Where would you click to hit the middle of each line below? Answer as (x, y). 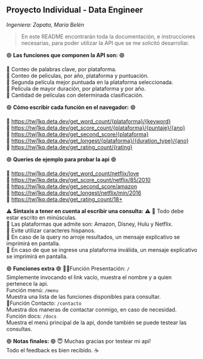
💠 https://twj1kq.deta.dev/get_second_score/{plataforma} (78, 134)
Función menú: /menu (32, 290)
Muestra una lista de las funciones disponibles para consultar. (84, 296)
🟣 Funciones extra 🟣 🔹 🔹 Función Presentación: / (68, 268)
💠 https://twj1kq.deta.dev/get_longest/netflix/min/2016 (74, 193)
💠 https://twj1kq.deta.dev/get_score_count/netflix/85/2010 (78, 179)
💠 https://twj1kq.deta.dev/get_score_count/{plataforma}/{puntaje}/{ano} (96, 128)
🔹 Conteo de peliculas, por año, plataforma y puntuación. (78, 75)
